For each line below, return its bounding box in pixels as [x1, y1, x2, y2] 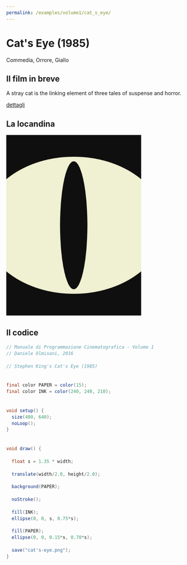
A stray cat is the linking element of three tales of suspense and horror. [6, 90, 182, 97]
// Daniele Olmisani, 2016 [6, 350, 74, 356]
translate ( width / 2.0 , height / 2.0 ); [11, 471, 101, 477]
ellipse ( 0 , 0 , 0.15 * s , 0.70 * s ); [11, 534, 93, 541]
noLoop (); [11, 420, 36, 427]
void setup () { [6, 407, 44, 413]
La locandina [6, 119, 55, 129]
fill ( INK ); [11, 509, 39, 515]
